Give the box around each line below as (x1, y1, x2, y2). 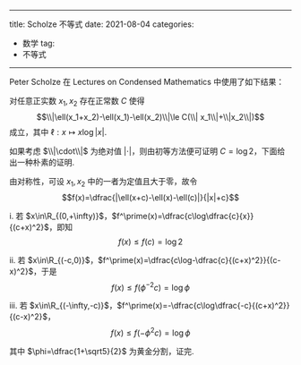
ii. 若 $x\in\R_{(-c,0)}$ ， (9, 254, 99, 265)
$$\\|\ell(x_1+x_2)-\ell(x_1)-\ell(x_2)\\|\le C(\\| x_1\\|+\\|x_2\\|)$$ (36, 111, 265, 122)
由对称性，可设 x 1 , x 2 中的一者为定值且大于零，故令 (9, 175, 198, 189)
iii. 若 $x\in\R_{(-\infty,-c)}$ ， (9, 301, 117, 311)
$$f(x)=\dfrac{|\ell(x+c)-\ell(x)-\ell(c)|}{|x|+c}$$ (61, 191, 240, 202)
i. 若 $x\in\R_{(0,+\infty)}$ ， (9, 210, 112, 221)
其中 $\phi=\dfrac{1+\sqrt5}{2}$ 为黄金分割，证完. (9, 345, 194, 356)
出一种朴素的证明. (9, 157, 75, 167)
